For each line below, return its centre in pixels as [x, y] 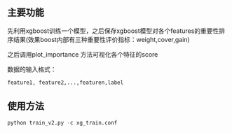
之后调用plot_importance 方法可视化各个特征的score [83, 54]
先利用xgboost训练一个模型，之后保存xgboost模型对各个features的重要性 [113, 31]
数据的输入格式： [32, 69]
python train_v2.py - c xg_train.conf [62, 122]
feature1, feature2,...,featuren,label [66, 83]
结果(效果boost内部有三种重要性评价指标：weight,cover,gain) [102, 39]
